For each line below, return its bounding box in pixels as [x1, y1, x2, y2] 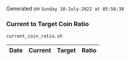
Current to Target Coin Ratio [6, 20, 89, 28]
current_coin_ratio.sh [6, 33, 63, 39]
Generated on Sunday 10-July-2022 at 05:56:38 [6, 5, 124, 12]
